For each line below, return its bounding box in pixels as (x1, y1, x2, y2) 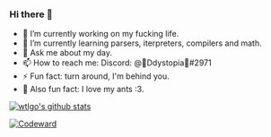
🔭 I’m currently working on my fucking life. (22, 29, 179, 39)
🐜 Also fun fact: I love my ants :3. (22, 84, 144, 95)
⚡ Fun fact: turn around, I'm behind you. (22, 71, 170, 81)
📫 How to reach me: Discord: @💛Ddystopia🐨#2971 (22, 57, 213, 68)
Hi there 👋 (9, 8, 54, 21)
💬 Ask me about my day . (22, 47, 112, 58)
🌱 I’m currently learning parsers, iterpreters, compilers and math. (22, 38, 262, 48)
